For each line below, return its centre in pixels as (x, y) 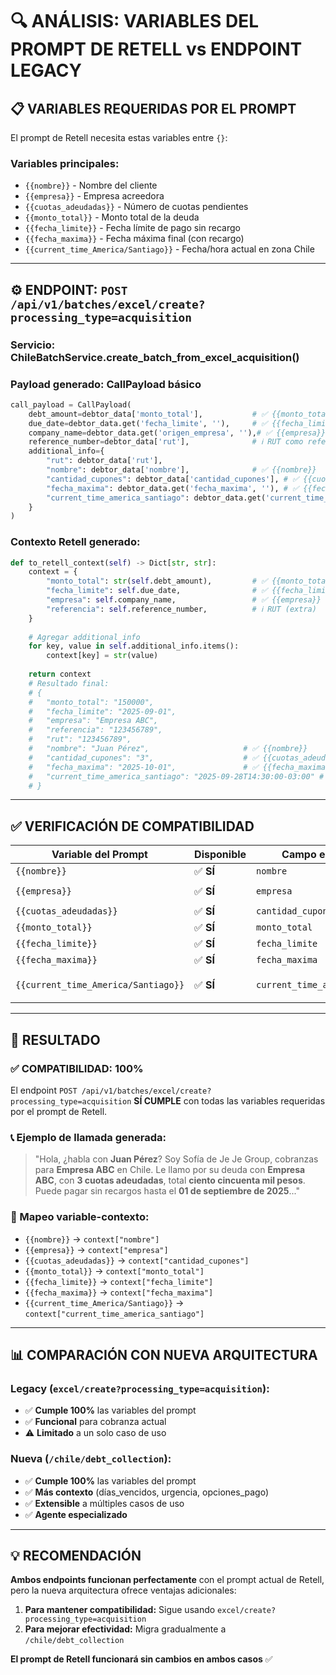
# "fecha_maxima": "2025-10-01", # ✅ (143, 767)
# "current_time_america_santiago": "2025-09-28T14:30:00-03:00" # (176, 776)
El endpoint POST (44, 1090)
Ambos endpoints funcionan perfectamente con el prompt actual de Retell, (167, 1580)
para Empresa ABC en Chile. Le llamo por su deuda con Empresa (170, 1170)
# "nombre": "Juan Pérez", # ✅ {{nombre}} (168, 749)
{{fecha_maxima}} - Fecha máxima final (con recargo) (134, 239)
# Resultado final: (69, 683)
